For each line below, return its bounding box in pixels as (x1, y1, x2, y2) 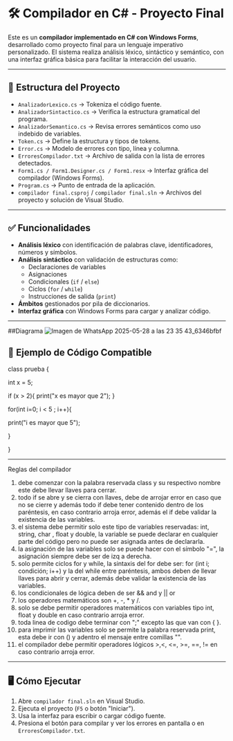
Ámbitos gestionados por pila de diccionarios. (17, 299, 151, 308)
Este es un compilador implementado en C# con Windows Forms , (8, 33, 199, 42)
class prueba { (8, 365, 49, 374)
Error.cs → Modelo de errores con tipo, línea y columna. (17, 144, 180, 152)
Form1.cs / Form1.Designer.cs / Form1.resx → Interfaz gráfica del (17, 166, 209, 174)
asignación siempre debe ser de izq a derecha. (17, 552, 152, 560)
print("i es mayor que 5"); (8, 419, 80, 427)
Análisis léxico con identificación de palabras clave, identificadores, (17, 240, 214, 249)
